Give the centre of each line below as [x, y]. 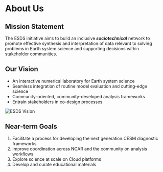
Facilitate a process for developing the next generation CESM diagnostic [85, 138]
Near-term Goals [31, 127]
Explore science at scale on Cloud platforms [57, 159]
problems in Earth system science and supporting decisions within [72, 49]
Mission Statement [35, 27]
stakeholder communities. [31, 54]
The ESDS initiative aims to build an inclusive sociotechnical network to [78, 38]
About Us [24, 9]
